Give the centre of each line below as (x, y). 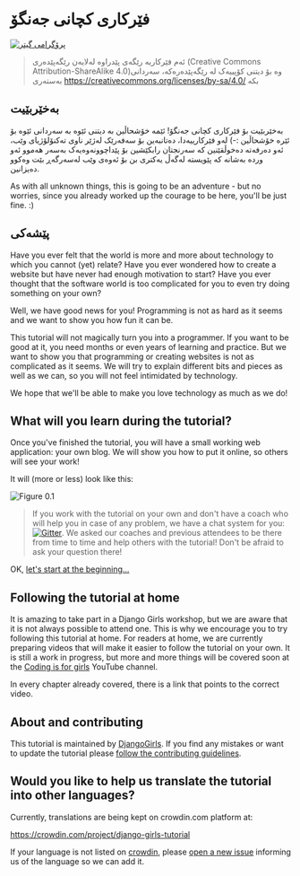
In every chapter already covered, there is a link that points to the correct (145, 684)
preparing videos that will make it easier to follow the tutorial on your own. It (150, 648)
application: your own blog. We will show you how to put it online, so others (150, 452)
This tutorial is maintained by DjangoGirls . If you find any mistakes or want (147, 744)
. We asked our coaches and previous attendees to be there (172, 533)
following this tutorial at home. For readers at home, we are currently (137, 638)
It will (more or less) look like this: (72, 479)
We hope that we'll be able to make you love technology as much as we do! (149, 393)
